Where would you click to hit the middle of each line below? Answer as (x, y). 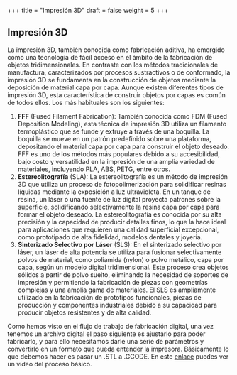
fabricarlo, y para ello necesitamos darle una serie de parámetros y (106, 341)
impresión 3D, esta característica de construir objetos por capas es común (116, 94)
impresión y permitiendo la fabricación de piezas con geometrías (112, 282)
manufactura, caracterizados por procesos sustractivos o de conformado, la (119, 72)
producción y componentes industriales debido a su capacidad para (117, 305)
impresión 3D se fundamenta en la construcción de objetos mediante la (112, 80)
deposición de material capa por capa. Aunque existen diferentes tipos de (115, 87)
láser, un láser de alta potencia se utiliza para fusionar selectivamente (120, 252)
